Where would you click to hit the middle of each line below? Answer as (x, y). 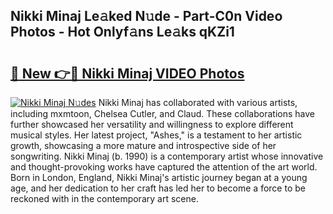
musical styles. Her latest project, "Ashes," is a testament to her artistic (156, 135)
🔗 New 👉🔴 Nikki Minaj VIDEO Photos (127, 73)
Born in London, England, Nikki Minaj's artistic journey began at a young (159, 177)
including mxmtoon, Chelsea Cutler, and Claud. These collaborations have (162, 113)
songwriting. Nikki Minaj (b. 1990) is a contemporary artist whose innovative (167, 156)
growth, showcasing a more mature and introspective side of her (143, 145)
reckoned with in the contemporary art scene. (104, 198)
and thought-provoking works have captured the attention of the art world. (164, 167)
